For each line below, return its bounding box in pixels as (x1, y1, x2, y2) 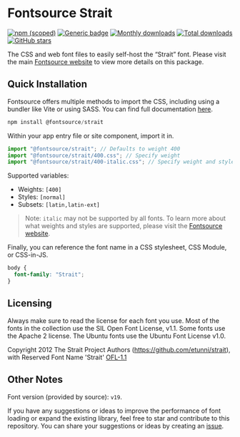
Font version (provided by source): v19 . (7, 392, 123, 401)
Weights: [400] (17, 185, 62, 194)
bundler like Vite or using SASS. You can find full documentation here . (7, 105, 213, 113)
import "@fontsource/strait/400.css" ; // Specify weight (7, 152, 181, 159)
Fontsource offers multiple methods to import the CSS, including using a (7, 97, 220, 106)
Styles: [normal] (17, 192, 66, 201)
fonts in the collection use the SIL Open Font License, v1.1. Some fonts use (7, 324, 226, 332)
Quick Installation (7, 78, 88, 91)
